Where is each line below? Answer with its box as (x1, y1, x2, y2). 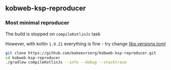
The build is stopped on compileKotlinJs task (5, 30, 101, 37)
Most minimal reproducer (5, 19, 70, 26)
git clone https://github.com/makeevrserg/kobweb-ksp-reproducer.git (5, 50, 157, 55)
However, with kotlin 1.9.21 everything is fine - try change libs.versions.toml (5, 41, 166, 47)
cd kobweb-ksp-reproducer (5, 55, 60, 60)
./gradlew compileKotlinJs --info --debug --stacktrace (5, 60, 127, 65)
